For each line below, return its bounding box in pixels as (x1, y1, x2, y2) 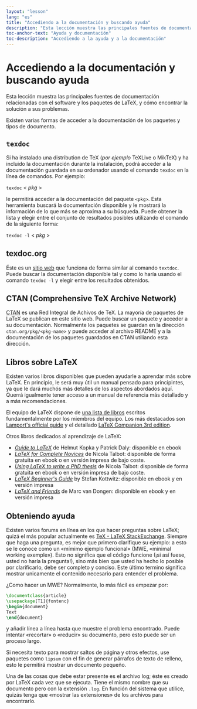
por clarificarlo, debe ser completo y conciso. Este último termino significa (6, 564, 186, 571)
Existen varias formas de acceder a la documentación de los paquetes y (6, 117, 181, 124)
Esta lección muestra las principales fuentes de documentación (6, 93, 159, 100)
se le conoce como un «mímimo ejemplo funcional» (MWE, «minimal (6, 546, 171, 552)
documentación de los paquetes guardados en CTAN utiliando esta (6, 334, 168, 341)
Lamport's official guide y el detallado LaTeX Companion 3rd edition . (6, 421, 172, 428)
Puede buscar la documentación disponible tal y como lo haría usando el (6, 270, 182, 277)
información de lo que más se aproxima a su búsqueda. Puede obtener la (6, 207, 183, 214)
